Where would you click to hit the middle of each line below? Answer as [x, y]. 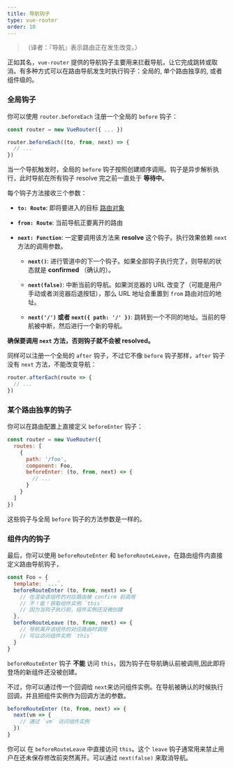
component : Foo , [49, 466]
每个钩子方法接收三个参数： [47, 193]
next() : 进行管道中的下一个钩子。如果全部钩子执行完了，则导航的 [122, 261]
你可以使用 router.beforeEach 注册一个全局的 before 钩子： [93, 116]
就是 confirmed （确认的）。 [74, 270]
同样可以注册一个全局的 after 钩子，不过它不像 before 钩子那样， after [109, 356]
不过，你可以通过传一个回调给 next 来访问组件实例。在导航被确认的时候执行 [115, 687]
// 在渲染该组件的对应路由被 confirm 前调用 [78, 597]
